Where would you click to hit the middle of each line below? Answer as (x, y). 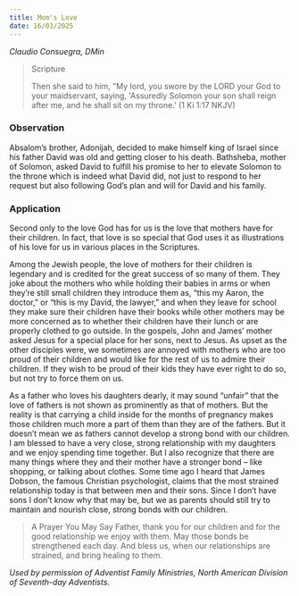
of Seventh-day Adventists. (59, 583)
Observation (37, 128)
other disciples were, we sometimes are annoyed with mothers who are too (147, 350)
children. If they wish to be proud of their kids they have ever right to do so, (148, 369)
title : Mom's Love (43, 17)
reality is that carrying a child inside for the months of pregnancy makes (141, 415)
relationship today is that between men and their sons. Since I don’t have (143, 491)
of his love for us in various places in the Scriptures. (105, 248)
